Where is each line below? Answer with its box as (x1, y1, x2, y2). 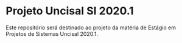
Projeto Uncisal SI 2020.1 (5, 4, 135, 18)
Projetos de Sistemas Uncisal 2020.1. (5, 30, 99, 37)
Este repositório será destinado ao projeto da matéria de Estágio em (5, 24, 176, 31)
